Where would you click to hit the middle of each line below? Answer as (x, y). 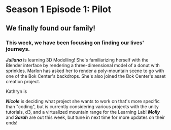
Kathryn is (16, 91)
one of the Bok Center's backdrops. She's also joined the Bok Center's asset (86, 76)
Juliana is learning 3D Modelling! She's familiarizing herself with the (77, 60)
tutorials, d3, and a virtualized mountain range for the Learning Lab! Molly (83, 112)
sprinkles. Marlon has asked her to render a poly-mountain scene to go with (85, 71)
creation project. (23, 81)
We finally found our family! (51, 28)
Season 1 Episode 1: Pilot (59, 9)
